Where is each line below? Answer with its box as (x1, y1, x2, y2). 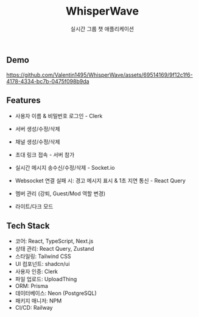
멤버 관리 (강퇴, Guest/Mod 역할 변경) (15, 190, 106, 197)
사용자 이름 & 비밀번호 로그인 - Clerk (15, 112, 103, 119)
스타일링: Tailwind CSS (15, 253, 71, 260)
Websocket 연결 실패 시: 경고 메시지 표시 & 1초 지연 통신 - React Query (15, 176, 186, 184)
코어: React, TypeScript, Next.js (15, 237, 94, 245)
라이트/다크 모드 (15, 203, 54, 210)
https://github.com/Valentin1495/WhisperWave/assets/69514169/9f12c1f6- (6, 71, 193, 78)
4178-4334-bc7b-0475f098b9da (6, 77, 89, 85)
